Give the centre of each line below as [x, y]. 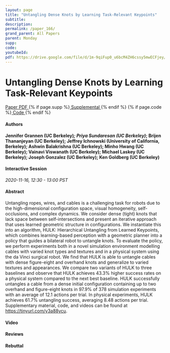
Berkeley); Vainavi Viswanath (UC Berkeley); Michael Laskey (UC [75, 152]
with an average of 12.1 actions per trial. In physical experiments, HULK [79, 295]
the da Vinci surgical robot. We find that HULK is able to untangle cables [80, 256]
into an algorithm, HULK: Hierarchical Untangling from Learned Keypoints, [82, 230]
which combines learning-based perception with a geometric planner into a [84, 235]
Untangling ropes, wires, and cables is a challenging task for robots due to [83, 203]
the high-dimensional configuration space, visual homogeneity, [71, 208]
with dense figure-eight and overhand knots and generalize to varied [77, 262]
